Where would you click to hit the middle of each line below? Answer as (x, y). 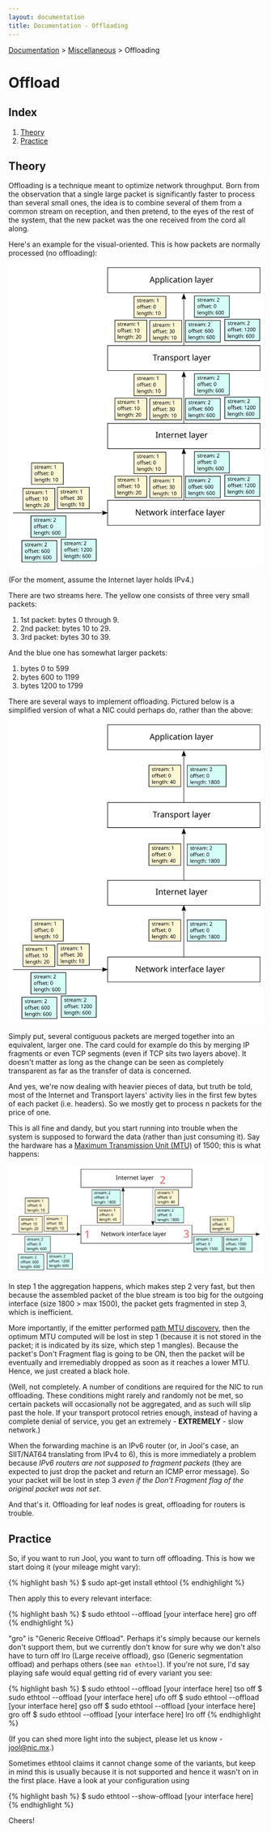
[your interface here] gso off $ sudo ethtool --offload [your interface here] (132, 1705)
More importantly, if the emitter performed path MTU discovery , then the (129, 1328)
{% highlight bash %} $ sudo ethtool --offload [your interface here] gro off (133, 1614)
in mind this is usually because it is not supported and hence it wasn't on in (133, 1772)
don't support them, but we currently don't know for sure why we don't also (135, 1647)
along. (19, 229)
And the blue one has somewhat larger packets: (88, 653)
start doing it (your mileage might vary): (74, 1567)
